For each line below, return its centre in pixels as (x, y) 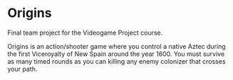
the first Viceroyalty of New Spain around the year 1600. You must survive (116, 54)
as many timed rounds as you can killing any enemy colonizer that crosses (116, 61)
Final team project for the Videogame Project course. (85, 33)
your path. (22, 69)
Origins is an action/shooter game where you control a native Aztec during (116, 46)
